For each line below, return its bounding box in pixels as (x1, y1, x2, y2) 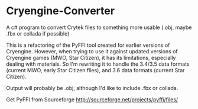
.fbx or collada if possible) (6, 30, 70, 37)
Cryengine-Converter (6, 4, 115, 18)
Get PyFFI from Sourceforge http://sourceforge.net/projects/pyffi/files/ (6, 96, 178, 103)
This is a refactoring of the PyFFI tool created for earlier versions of (6, 41, 170, 49)
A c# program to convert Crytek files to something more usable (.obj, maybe (6, 24, 192, 31)
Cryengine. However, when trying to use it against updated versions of (6, 47, 178, 54)
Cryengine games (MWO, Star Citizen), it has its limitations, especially (6, 54, 176, 61)
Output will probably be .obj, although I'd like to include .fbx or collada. (6, 84, 178, 91)
